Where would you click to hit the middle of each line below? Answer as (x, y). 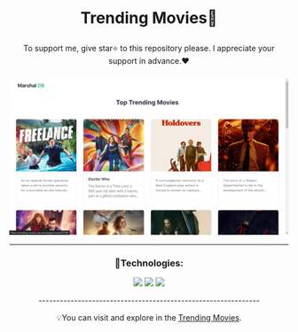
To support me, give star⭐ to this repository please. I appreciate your (149, 49)
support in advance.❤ (149, 61)
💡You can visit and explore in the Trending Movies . (149, 318)
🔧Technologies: (149, 263)
